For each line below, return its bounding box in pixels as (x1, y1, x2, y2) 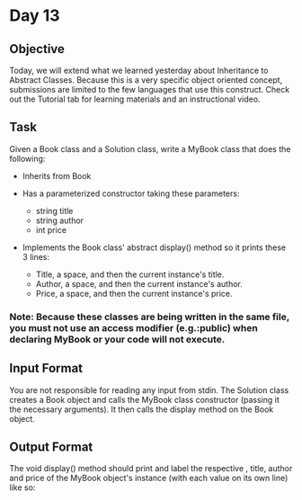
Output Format (9, 439, 93, 454)
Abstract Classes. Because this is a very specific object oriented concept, (9, 75, 283, 85)
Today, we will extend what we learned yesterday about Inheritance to (9, 65, 269, 76)
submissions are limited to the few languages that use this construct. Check (9, 85, 290, 94)
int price (35, 224, 67, 235)
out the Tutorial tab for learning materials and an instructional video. (9, 94, 261, 104)
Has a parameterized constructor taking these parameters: (22, 188, 240, 199)
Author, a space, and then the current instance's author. (35, 278, 243, 289)
